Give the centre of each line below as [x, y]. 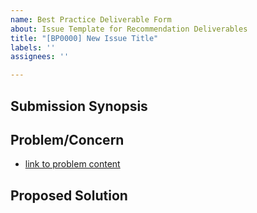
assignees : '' [40, 57]
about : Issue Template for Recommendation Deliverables [129, 29]
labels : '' [33, 47]
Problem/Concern [67, 139]
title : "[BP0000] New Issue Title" [84, 38]
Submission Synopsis [79, 106]
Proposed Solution [69, 195]
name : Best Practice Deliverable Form [91, 19]
